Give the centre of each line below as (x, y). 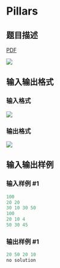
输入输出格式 (30, 82)
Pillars (22, 11)
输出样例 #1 (22, 241)
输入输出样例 (30, 165)
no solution (21, 260)
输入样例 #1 (22, 184)
